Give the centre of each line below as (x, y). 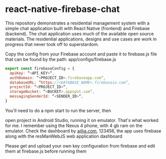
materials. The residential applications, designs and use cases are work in (81, 39)
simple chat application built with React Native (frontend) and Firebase (78, 28)
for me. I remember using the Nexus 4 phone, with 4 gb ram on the (74, 125)
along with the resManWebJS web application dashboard (64, 136)
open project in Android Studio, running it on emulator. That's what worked (82, 120)
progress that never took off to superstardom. (52, 44)
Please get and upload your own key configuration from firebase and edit (80, 145)
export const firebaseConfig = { (40, 68)
